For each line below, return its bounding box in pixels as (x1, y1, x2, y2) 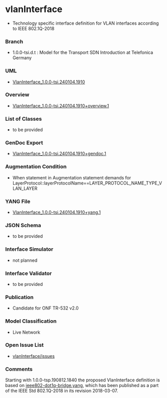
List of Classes (5, 115, 42, 122)
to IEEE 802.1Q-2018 (12, 25, 55, 31)
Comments (5, 365, 33, 372)
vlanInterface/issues (12, 353, 55, 359)
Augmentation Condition (5, 163, 67, 170)
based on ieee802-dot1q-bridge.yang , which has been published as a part (5, 382, 159, 388)
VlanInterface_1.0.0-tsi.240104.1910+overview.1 (12, 103, 109, 109)
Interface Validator (5, 270, 52, 277)
